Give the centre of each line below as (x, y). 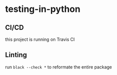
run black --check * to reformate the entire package (58, 67)
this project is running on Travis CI (40, 39)
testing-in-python (43, 9)
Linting (16, 55)
